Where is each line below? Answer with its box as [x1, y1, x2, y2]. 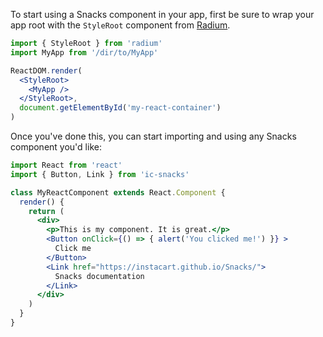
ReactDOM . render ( [10, 65, 83, 76]
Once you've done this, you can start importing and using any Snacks [10, 130, 297, 142]
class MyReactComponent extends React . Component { [10, 187, 226, 198]
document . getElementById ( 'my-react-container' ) [19, 103, 222, 113]
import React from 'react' [10, 160, 123, 170]
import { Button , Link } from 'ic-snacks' [10, 169, 190, 179]
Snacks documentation [54, 271, 145, 281]
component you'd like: [10, 141, 102, 153]
